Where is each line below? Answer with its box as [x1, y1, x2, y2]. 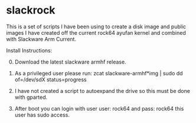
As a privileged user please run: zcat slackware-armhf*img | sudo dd [14, 69, 183, 77]
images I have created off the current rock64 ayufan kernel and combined [6, 29, 186, 36]
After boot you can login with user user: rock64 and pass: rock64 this [14, 105, 184, 112]
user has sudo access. [14, 111, 70, 118]
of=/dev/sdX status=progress [14, 76, 87, 83]
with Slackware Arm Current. [6, 35, 77, 42]
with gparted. [14, 94, 48, 101]
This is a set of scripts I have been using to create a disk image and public [6, 23, 187, 30]
